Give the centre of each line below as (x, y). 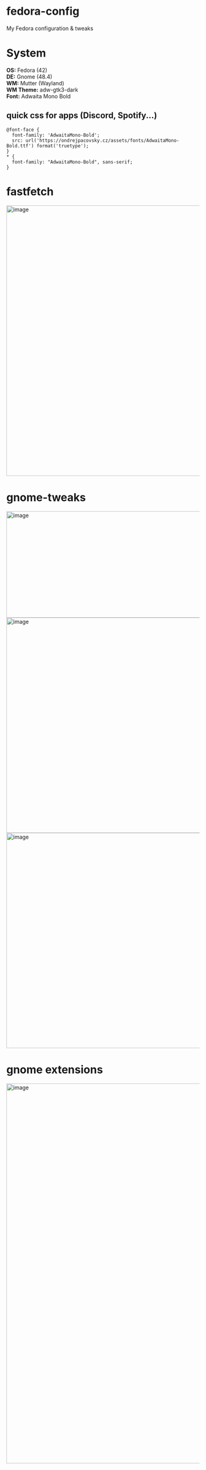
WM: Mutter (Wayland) (35, 83)
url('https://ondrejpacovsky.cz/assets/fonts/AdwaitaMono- (102, 140)
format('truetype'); (63, 146)
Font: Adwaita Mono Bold (39, 96)
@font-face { (23, 130)
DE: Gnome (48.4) (29, 76)
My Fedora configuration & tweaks (50, 28)
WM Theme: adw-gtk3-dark (42, 90)
